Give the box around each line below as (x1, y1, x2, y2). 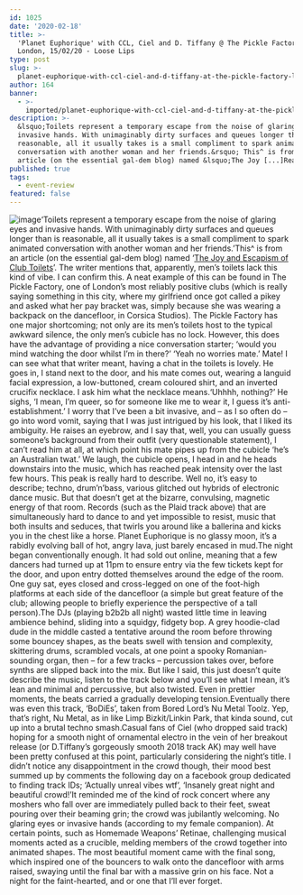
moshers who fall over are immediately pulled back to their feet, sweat (9, 799, 271, 809)
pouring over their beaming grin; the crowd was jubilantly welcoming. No (9, 808, 280, 819)
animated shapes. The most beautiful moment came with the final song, (9, 847, 276, 857)
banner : (9, 88, 39, 97)
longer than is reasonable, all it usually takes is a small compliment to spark (9, 234, 289, 244)
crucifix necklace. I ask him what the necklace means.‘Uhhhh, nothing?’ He (9, 387, 289, 397)
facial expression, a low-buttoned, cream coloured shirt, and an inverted (9, 377, 278, 388)
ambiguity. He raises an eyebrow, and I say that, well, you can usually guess (9, 425, 291, 436)
